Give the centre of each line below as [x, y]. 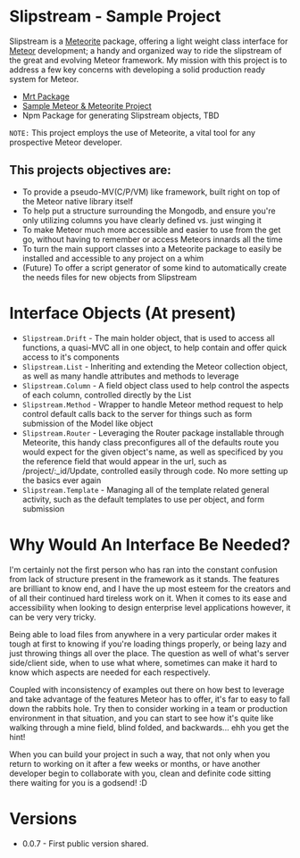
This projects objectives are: [90, 170]
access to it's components [71, 357]
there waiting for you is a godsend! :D [78, 782]
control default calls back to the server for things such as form [137, 413]
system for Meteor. [44, 79]
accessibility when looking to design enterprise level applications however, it [150, 607]
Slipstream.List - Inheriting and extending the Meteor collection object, [155, 366]
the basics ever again [62, 480]
